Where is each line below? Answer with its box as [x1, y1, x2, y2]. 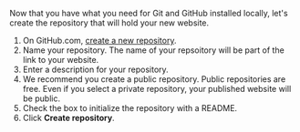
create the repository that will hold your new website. [9, 17, 210, 28]
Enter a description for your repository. [22, 64, 169, 75]
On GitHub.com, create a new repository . [22, 36, 177, 46]
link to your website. [22, 55, 99, 65]
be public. [22, 93, 61, 104]
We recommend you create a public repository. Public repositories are [22, 74, 286, 85]
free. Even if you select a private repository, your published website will [22, 84, 292, 94]
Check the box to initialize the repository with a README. [22, 103, 238, 113]
